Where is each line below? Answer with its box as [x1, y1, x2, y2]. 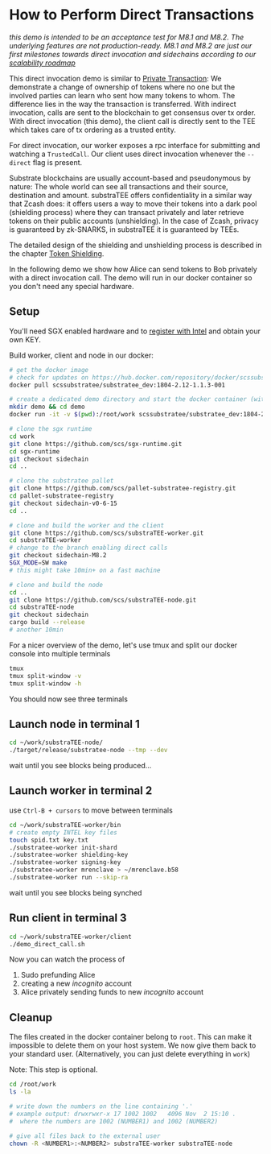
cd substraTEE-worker [9, 536, 82, 544]
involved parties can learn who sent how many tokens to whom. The [9, 90, 236, 100]
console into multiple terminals [9, 648, 111, 658]
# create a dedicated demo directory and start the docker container [9, 395, 248, 403]
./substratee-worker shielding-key [9, 851, 129, 859]
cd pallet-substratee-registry [9, 492, 114, 500]
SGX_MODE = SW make [9, 559, 68, 567]
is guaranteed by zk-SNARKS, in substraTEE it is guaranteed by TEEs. [9, 224, 240, 234]
